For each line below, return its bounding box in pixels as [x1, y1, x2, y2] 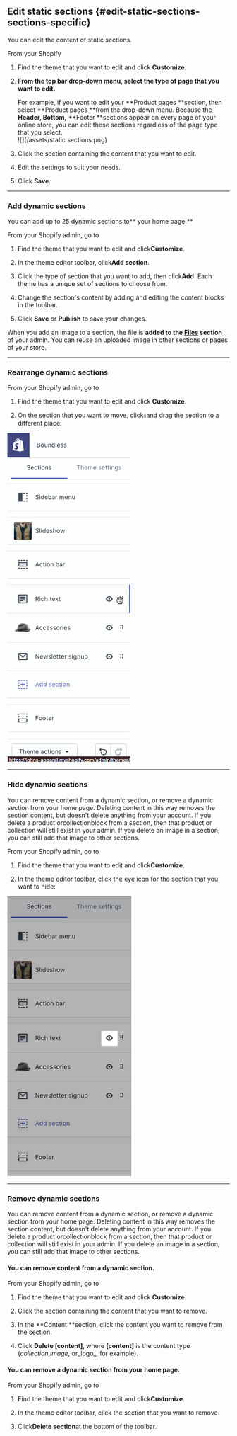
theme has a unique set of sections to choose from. [17, 280, 168, 288]
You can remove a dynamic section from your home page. [7, 1365, 181, 1374]
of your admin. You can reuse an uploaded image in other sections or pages [7, 336, 228, 344]
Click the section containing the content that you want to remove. [17, 1306, 208, 1316]
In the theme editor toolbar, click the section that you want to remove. [17, 1408, 220, 1417]
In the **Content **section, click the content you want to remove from [17, 1321, 223, 1329]
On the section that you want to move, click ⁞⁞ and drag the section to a [17, 411, 219, 420]
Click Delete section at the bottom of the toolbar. [17, 1423, 157, 1431]
